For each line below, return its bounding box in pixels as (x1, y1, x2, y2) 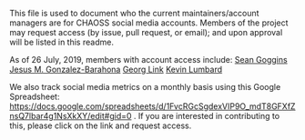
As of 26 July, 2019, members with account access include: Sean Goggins (9, 55, 289, 65)
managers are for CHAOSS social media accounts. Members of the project (9, 17, 289, 28)
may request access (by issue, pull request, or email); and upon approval (9, 27, 283, 37)
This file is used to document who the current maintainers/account (9, 8, 259, 18)
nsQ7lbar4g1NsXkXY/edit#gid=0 (9, 111, 132, 121)
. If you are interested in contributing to (133, 111, 280, 121)
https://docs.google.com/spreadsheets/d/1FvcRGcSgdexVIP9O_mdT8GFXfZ (9, 101, 296, 112)
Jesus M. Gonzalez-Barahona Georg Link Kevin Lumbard (9, 64, 223, 75)
